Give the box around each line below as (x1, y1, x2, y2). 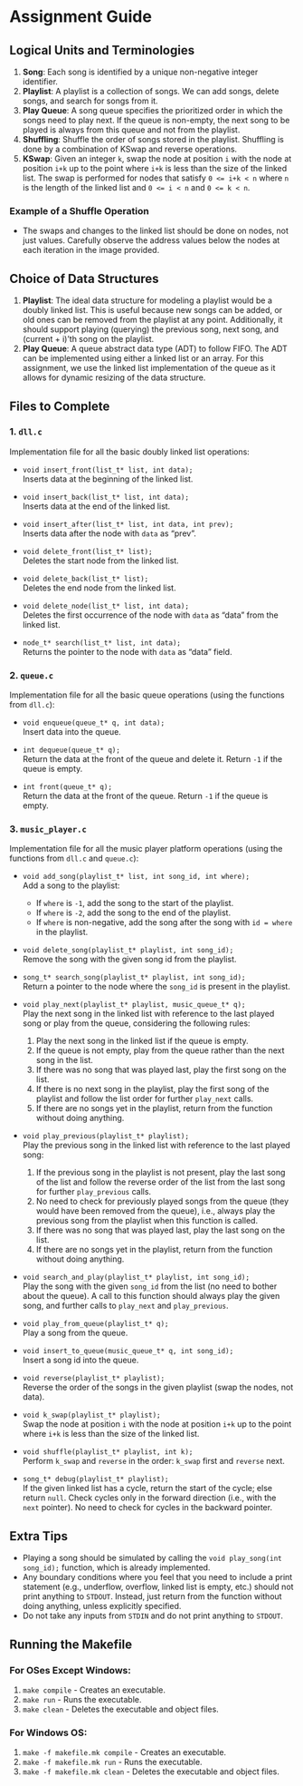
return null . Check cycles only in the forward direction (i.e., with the (22, 1492, 277, 1503)
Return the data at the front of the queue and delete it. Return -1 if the (22, 754, 283, 765)
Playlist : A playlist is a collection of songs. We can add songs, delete (22, 86, 279, 96)
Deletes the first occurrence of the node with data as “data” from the (22, 610, 279, 620)
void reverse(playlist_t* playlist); (22, 1374, 166, 1383)
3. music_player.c (9, 823, 88, 835)
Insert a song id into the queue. (22, 1354, 139, 1366)
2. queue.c (9, 669, 54, 681)
